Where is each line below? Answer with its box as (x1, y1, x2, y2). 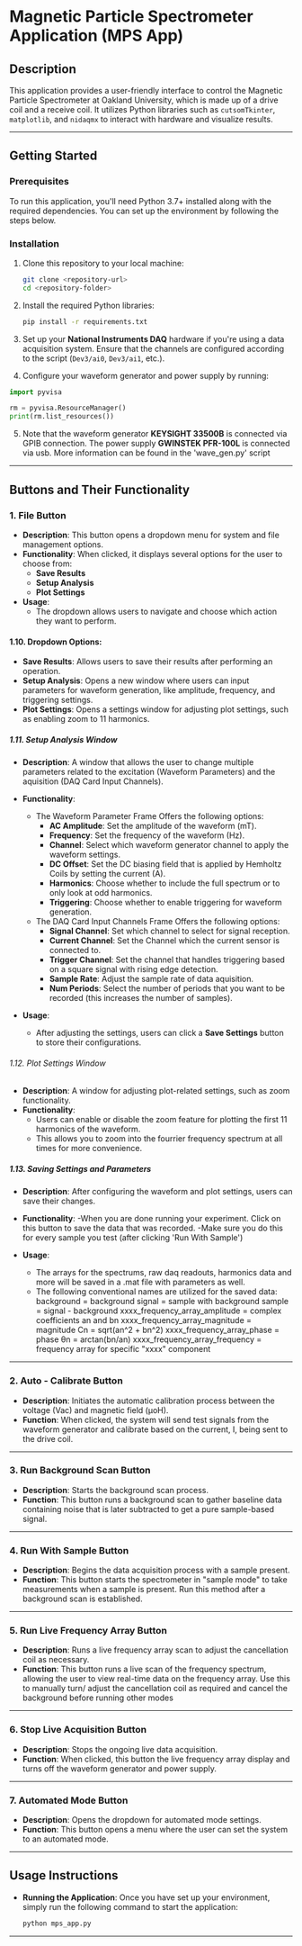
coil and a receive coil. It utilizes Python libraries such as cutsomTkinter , (9, 104, 276, 114)
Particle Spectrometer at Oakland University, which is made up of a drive (9, 95, 279, 105)
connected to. (49, 945, 102, 956)
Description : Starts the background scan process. (22, 1484, 209, 1495)
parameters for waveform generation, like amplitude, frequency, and (22, 685, 276, 696)
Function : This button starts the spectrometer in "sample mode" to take (22, 1574, 288, 1585)
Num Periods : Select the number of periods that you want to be (49, 983, 286, 994)
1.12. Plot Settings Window (9, 1058, 106, 1068)
